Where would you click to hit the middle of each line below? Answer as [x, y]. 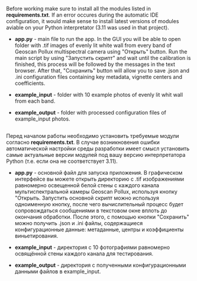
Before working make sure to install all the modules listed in [78, 9]
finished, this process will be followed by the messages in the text [95, 64]
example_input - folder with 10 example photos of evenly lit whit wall [99, 95]
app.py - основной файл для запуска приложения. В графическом [98, 173]
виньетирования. [36, 236]
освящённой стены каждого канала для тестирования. [84, 254]
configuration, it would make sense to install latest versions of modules [93, 21]
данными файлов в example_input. [58, 271]
